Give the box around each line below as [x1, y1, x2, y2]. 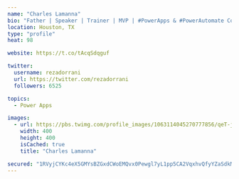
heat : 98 [7, 37, 33, 44]
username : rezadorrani [14, 69, 81, 76]
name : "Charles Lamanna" [7, 10, 81, 18]
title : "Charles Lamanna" [20, 147, 97, 155]
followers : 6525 [14, 82, 62, 89]
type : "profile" [7, 30, 55, 38]
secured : [7, 161, 33, 168]
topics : [7, 95, 31, 102]
